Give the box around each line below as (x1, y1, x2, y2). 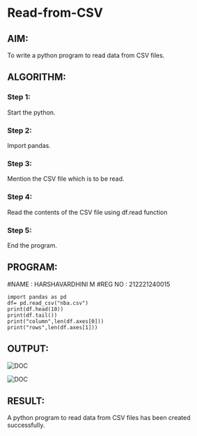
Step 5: (7, 225, 33, 235)
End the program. (7, 241, 58, 249)
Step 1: (7, 92, 31, 102)
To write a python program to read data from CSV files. (7, 51, 165, 59)
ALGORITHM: (7, 71, 66, 83)
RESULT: (7, 395, 45, 407)
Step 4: (7, 192, 33, 202)
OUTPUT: (7, 343, 49, 355)
